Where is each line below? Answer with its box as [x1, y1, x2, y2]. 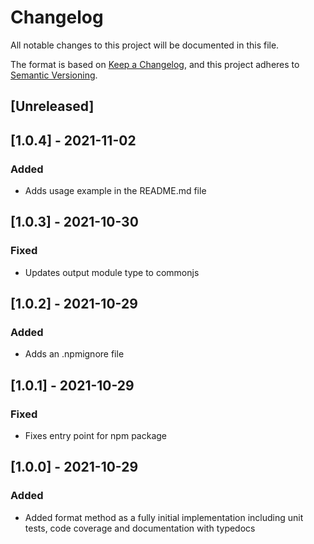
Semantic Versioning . [10, 69, 98, 81]
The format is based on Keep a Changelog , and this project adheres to [10, 58, 300, 70]
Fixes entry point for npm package [24, 430, 168, 442]
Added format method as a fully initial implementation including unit [24, 511, 304, 523]
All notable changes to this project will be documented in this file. [10, 39, 280, 51]
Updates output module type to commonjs [24, 266, 200, 278]
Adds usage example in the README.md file [24, 185, 207, 197]
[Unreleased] [10, 98, 95, 115]
